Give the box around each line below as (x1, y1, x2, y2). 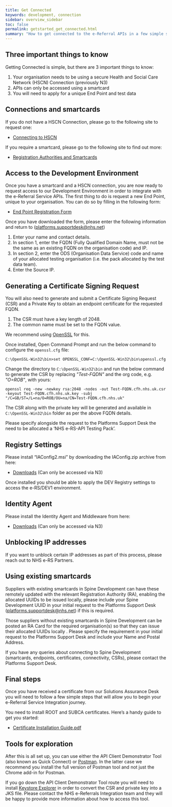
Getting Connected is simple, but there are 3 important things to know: (5, 64, 154, 70)
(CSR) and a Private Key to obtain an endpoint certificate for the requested (5, 301, 163, 307)
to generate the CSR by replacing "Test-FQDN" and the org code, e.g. (5, 371, 153, 378)
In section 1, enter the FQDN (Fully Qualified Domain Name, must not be (12, 240, 164, 246)
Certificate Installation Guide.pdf (12, 724, 82, 731)
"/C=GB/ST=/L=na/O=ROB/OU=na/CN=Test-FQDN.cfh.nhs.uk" (5, 396, 125, 401)
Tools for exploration (5, 739, 73, 748)
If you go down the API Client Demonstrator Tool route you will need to (5, 779, 154, 785)
